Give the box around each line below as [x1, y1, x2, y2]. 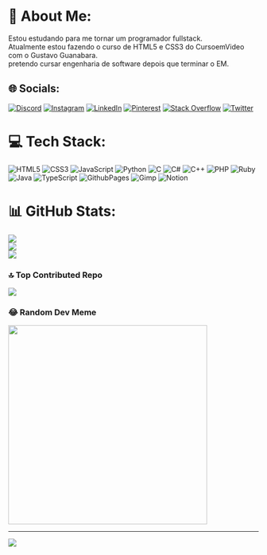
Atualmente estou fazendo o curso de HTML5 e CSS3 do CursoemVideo [8, 41, 245, 51]
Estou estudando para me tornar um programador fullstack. [8, 33, 203, 43]
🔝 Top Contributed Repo [8, 269, 103, 280]
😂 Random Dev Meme [8, 307, 97, 318]
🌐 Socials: [8, 82, 60, 96]
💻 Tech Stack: [8, 132, 106, 150]
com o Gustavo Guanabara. [8, 50, 98, 60]
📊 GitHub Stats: [8, 202, 117, 220]
